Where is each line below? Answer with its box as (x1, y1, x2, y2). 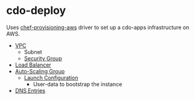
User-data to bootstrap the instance (33, 80, 123, 88)
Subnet (24, 48, 42, 55)
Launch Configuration (24, 74, 78, 81)
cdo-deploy (6, 4, 66, 18)
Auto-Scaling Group (14, 67, 65, 75)
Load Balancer (14, 61, 51, 68)
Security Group (24, 55, 62, 62)
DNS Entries (14, 87, 45, 94)
